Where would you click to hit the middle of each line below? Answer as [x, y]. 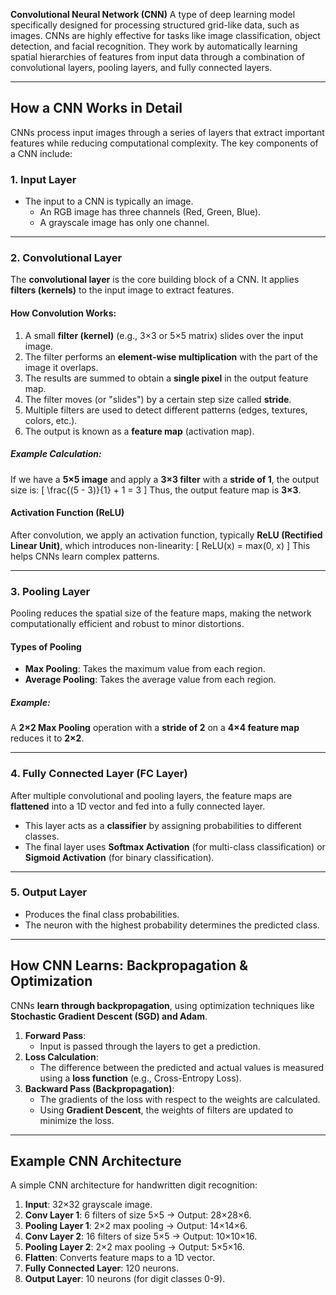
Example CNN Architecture [96, 1161]
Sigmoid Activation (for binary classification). [119, 857]
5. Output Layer [49, 892]
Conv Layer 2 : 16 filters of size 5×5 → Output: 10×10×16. [141, 1236]
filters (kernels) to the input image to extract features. [122, 290]
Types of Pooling [46, 646]
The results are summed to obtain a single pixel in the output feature [166, 378]
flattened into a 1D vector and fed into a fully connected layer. [138, 806]
